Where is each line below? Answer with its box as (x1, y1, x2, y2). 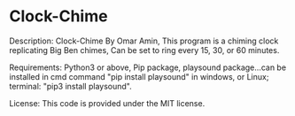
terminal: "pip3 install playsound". (9, 81, 132, 91)
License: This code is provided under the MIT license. (9, 97, 206, 108)
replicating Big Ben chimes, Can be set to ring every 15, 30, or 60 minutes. (9, 44, 280, 55)
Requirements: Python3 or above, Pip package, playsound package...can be (9, 62, 286, 73)
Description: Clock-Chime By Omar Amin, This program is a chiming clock (9, 35, 279, 46)
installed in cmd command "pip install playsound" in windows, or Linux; (9, 71, 269, 81)
